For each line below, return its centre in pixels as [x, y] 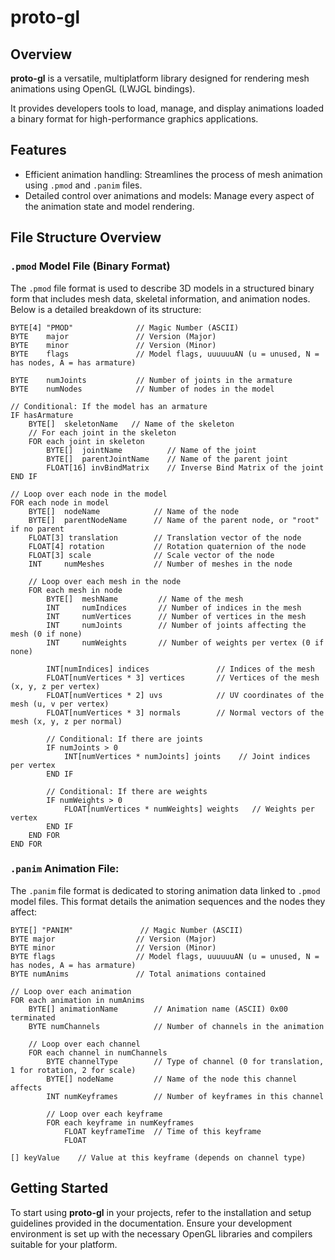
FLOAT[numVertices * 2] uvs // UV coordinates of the [185, 695]
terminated [33, 1017]
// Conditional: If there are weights [127, 791]
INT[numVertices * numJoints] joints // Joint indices [187, 756]
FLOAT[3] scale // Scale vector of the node [151, 555]
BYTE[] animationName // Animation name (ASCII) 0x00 [158, 1009]
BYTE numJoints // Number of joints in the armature [151, 380]
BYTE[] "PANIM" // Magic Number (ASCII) [127, 930]
